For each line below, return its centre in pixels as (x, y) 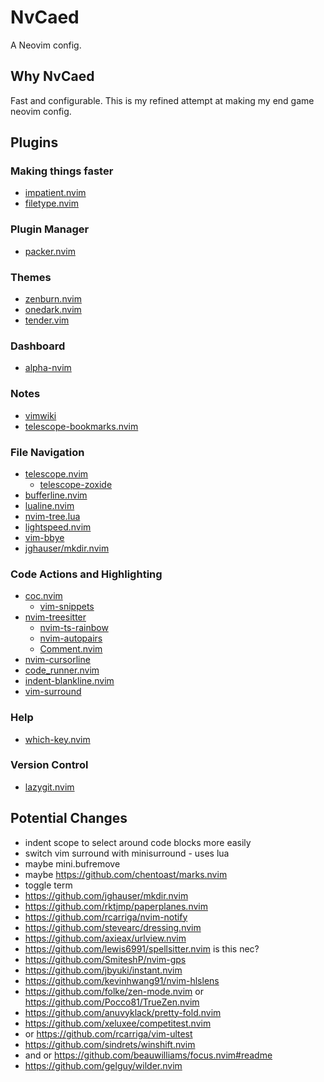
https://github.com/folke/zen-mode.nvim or (114, 991)
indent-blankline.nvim (69, 681)
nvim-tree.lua (52, 516)
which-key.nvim (57, 739)
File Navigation (47, 452)
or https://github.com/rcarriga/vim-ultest (108, 1033)
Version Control (49, 765)
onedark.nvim (53, 310)
